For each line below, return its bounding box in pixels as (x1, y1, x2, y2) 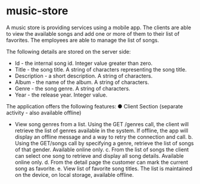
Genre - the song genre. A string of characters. (14, 85, 131, 92)
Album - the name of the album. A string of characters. (14, 79, 149, 86)
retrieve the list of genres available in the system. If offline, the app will (14, 127, 189, 134)
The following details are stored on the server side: (6, 48, 131, 55)
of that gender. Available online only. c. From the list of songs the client (14, 146, 189, 153)
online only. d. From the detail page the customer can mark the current (14, 158, 189, 166)
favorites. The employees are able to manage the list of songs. (6, 36, 160, 43)
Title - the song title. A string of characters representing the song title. (14, 66, 187, 73)
